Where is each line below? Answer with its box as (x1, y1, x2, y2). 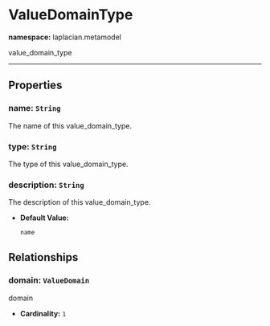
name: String (8, 103, 61, 114)
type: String (8, 141, 57, 152)
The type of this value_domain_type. (8, 159, 129, 169)
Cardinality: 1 (19, 308, 67, 318)
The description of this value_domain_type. (8, 198, 151, 207)
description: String (8, 179, 84, 190)
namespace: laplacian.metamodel (8, 32, 122, 42)
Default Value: (19, 213, 70, 222)
